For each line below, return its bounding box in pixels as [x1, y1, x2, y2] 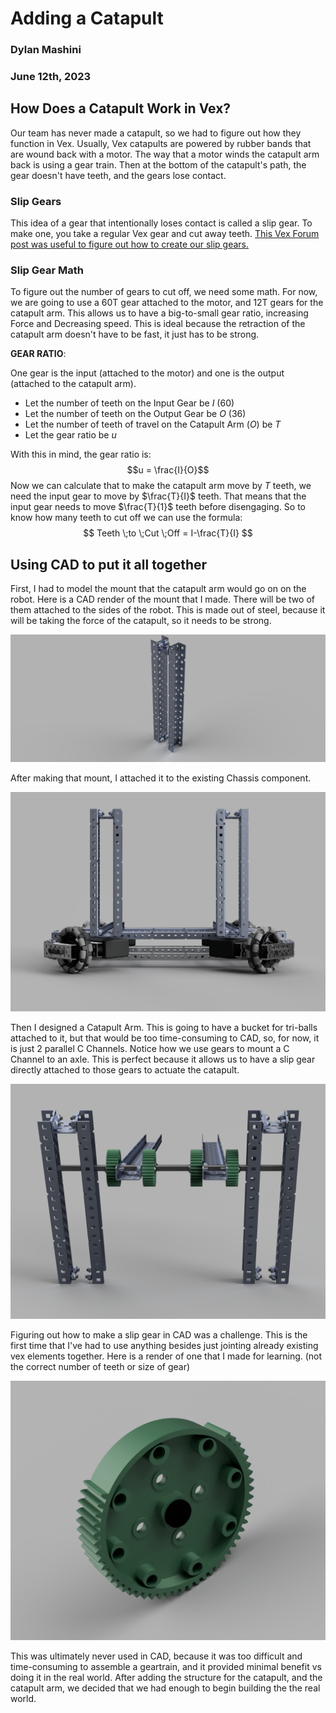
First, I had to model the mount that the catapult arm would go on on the [10, 583, 307, 595]
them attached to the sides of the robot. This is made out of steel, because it [10, 604, 326, 616]
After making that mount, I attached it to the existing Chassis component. [10, 772, 312, 784]
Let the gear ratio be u [24, 429, 117, 441]
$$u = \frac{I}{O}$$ [126, 464, 210, 476]
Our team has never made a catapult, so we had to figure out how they [10, 127, 302, 139]
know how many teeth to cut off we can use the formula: [10, 512, 243, 524]
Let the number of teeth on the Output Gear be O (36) [24, 408, 247, 420]
